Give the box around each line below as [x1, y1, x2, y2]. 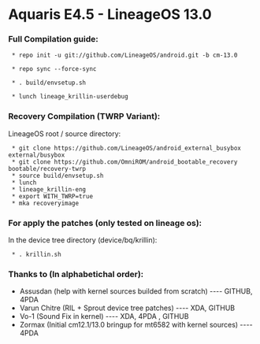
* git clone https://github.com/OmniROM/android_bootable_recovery [11, 157, 238, 166]
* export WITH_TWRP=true [11, 192, 93, 200]
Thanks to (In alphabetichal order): [8, 269, 144, 279]
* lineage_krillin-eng [11, 185, 87, 194]
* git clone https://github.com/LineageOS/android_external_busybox [11, 144, 242, 152]
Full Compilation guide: [8, 34, 98, 45]
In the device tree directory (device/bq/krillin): [8, 235, 158, 245]
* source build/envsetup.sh [11, 172, 104, 179]
